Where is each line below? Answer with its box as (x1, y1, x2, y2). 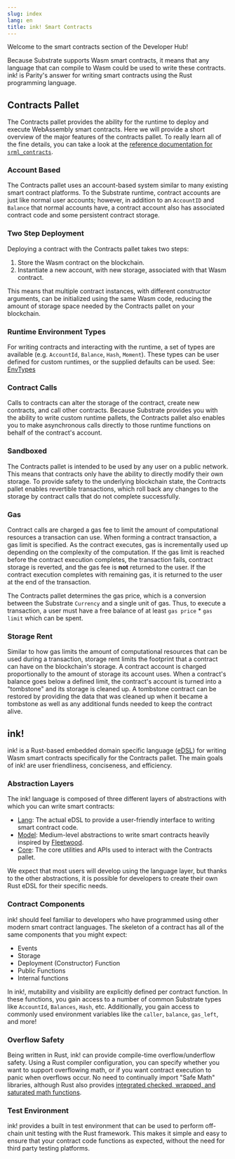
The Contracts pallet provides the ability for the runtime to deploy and (7, 117, 209, 127)
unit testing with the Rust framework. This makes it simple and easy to (24, 1129, 227, 1138)
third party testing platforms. (7, 1144, 90, 1153)
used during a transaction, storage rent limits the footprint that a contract (7, 655, 218, 663)
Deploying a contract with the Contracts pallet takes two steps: (7, 244, 189, 253)
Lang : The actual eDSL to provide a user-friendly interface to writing (17, 816, 215, 824)
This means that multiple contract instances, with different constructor (7, 286, 211, 295)
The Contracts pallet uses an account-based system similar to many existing (7, 181, 229, 190)
